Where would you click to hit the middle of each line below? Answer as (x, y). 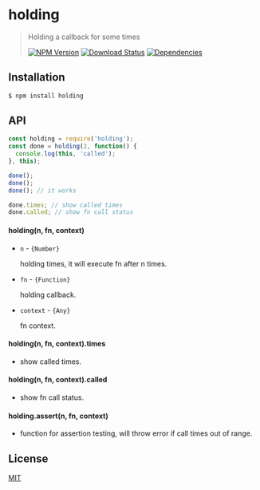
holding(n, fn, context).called (58, 380)
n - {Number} (39, 248)
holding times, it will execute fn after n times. (93, 263)
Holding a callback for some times (84, 37)
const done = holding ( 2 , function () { (73, 146)
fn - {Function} (45, 279)
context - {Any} (45, 310)
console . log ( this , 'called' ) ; (65, 154)
